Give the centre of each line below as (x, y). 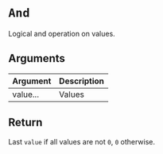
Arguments (37, 58)
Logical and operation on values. (62, 33)
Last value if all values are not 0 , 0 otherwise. (82, 141)
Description (82, 81)
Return (25, 123)
